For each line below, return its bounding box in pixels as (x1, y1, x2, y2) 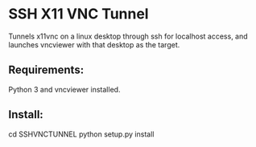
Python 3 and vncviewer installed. (8, 84, 121, 94)
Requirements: (8, 63, 85, 77)
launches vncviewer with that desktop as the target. (8, 39, 180, 49)
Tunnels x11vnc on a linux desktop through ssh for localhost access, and (8, 31, 248, 41)
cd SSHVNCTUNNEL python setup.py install (8, 129, 155, 139)
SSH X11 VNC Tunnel (8, 5, 149, 23)
